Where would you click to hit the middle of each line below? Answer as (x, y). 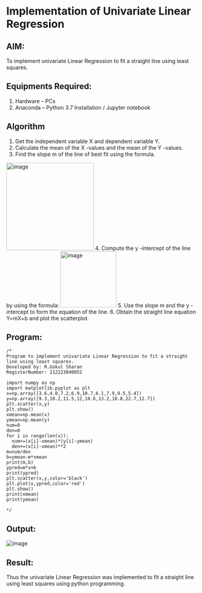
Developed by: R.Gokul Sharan (44, 367)
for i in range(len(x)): (37, 436)
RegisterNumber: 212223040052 (44, 372)
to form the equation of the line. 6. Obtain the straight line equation (113, 312)
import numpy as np (31, 383)
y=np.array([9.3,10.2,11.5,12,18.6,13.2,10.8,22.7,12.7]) (81, 399)
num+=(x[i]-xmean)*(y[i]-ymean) (53, 441)
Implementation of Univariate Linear (99, 11)
